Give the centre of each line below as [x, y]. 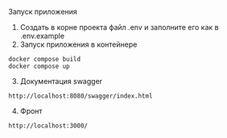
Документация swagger [61, 81]
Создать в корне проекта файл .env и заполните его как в [119, 27]
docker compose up [39, 66]
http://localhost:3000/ [48, 126]
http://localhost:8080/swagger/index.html [80, 96]
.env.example [42, 36]
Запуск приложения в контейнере [78, 44]
